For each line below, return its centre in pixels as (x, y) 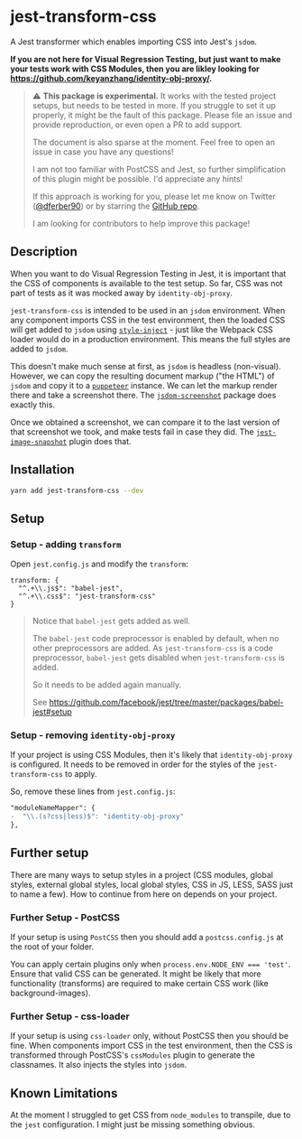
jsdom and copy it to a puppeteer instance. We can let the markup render (144, 385)
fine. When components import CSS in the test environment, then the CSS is (151, 1046)
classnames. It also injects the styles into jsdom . (99, 1065)
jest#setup (52, 712)
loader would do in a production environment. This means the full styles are (151, 339)
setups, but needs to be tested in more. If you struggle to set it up (154, 105)
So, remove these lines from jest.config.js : (93, 791)
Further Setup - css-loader (70, 1016)
